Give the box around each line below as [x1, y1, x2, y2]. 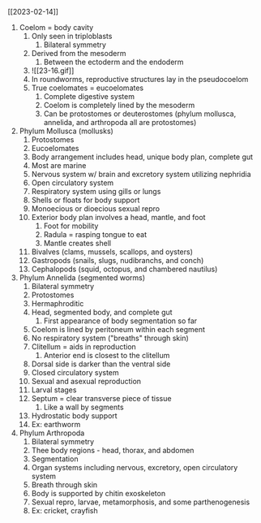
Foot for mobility [43, 221, 99, 231]
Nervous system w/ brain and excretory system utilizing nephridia [31, 170, 252, 179]
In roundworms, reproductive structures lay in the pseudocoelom [31, 75, 249, 84]
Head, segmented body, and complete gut [31, 308, 173, 317]
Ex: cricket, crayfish [31, 506, 98, 515]
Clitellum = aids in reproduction [31, 342, 137, 352]
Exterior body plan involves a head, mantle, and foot [31, 213, 206, 222]
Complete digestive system [43, 92, 135, 101]
